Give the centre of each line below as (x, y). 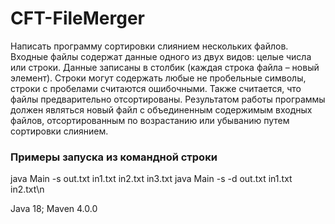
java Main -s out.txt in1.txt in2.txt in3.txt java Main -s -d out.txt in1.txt (151, 179)
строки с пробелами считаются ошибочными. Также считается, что (156, 88)
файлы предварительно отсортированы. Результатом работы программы (168, 99)
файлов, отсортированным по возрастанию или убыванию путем (150, 120)
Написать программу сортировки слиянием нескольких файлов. (149, 46)
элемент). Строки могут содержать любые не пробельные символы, (158, 78)
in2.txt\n (27, 189)
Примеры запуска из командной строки (114, 157)
